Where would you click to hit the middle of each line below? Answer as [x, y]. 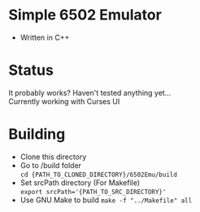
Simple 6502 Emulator [85, 15]
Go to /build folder [51, 165]
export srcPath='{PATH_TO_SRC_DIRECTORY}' [93, 192]
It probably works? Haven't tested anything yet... [90, 93]
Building [37, 134]
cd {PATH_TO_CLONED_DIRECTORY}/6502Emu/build [98, 175]
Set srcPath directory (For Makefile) [80, 182]
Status [31, 70]
